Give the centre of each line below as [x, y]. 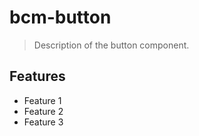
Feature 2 [43, 111]
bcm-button [60, 17]
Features [37, 76]
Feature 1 [42, 100]
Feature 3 [43, 122]
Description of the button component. [111, 45]
